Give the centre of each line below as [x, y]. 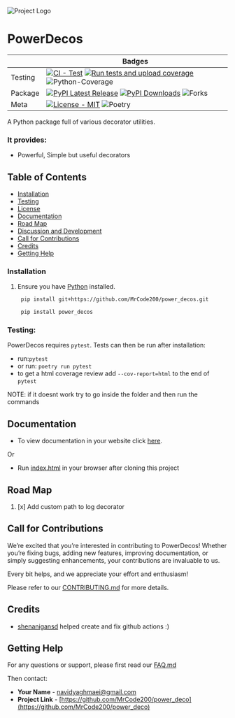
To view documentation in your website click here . [90, 441]
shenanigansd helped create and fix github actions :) [93, 626]
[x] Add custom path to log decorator [71, 507]
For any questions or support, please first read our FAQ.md [92, 665]
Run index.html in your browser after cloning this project [98, 468]
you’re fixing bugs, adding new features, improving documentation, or [108, 553]
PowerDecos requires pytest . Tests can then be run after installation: [107, 345]
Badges [135, 61]
